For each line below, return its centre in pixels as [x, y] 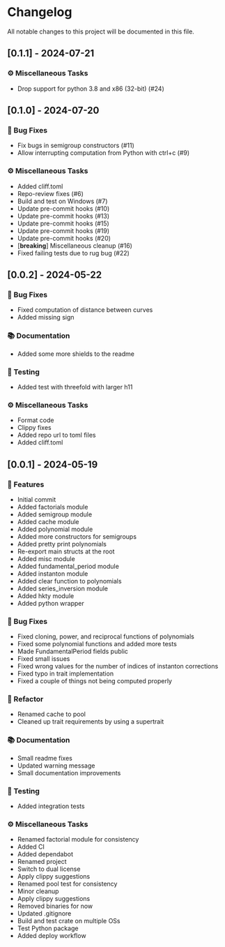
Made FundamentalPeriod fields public [73, 651]
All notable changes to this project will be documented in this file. [101, 31]
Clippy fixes [34, 428]
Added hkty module [46, 596]
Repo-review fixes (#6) [50, 193]
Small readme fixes [45, 758]
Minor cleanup [38, 891]
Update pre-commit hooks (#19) [63, 230]
